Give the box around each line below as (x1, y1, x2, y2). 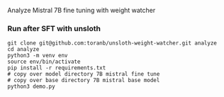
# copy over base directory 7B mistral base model (7, 77, 160, 84)
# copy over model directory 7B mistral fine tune (7, 71, 160, 78)
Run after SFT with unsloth (7, 23, 101, 33)
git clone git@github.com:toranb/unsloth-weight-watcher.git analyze (7, 40, 218, 47)
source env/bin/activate (7, 58, 81, 66)
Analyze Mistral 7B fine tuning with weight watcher (7, 6, 156, 14)
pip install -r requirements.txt (7, 64, 106, 72)
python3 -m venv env (7, 52, 69, 59)
